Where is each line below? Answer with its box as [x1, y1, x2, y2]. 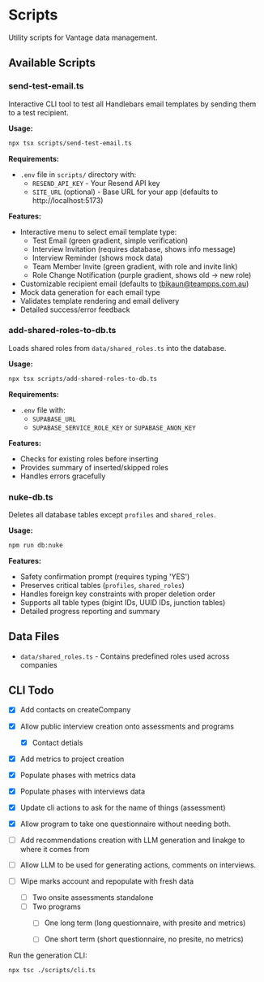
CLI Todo [8, 684, 54, 698]
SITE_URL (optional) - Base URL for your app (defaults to [32, 187, 219, 197]
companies [19, 660, 58, 669]
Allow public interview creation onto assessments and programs [19, 721, 235, 731]
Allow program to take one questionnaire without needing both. [19, 819, 232, 828]
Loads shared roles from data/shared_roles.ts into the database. [8, 343, 227, 353]
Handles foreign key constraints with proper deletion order [19, 589, 216, 599]
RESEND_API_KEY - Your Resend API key [32, 178, 160, 188]
